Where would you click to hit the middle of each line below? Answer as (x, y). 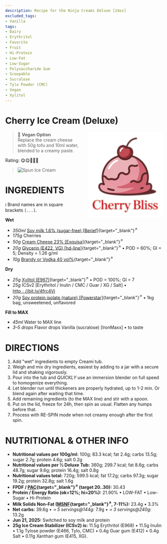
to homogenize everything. (40, 383)
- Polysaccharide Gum (28, 69)
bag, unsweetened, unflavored (44, 303)
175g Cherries (27, 236)
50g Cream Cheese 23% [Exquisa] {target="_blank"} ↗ (68, 241)
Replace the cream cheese (45, 140)
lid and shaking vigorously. (40, 372)
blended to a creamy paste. (45, 150)
